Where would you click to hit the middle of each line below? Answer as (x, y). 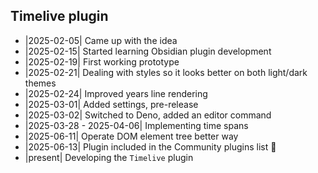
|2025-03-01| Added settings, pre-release (111, 104)
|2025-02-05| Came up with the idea (101, 40)
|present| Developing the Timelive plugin (109, 157)
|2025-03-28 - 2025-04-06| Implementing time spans (136, 125)
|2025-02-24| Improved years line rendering (116, 93)
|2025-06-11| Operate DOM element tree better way (131, 136)
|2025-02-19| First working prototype (102, 61)
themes (40, 83)
